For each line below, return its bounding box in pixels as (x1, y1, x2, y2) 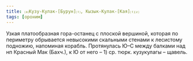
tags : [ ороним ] (6, 14, 43, 20)
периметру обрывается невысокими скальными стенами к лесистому (6, 36, 182, 43)
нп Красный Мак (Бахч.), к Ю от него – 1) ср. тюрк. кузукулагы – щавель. (6, 48, 188, 55)
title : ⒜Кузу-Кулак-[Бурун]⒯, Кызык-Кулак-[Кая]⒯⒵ (6, 8, 139, 15)
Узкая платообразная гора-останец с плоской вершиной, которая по (6, 30, 178, 37)
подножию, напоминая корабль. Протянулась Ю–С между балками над (6, 42, 186, 49)
